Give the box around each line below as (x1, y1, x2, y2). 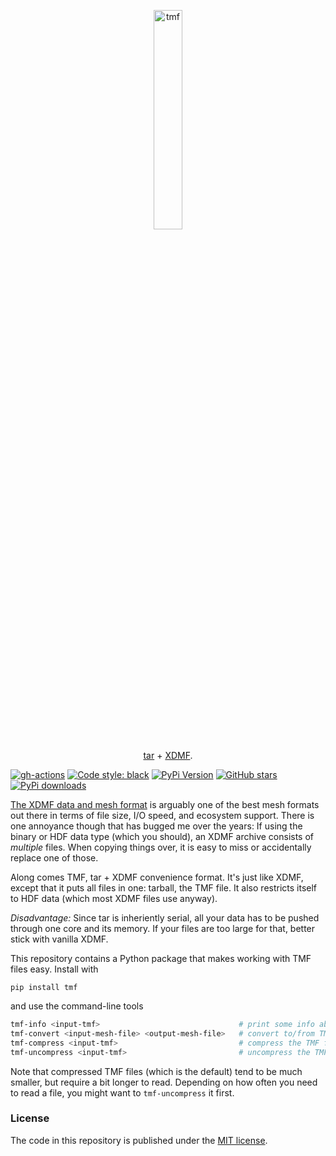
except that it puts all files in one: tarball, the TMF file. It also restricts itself (10, 882, 318, 894)
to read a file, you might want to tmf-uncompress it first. (10, 1086, 235, 1099)
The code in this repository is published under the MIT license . (10, 1134, 268, 1146)
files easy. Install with (10, 963, 99, 975)
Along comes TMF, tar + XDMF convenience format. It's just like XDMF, (10, 871, 304, 883)
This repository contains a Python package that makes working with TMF (10, 953, 312, 964)
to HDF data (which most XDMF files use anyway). (10, 893, 218, 904)
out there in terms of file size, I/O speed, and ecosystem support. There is (10, 810, 315, 821)
